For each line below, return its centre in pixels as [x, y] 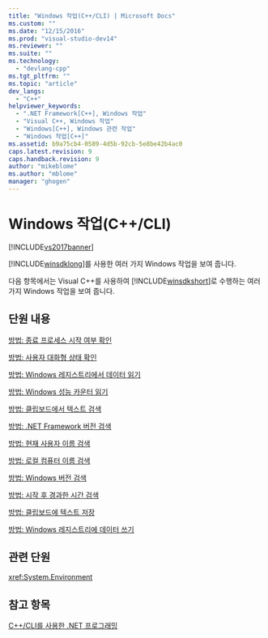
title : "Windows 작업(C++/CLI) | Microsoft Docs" [92, 16]
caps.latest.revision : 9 [50, 151]
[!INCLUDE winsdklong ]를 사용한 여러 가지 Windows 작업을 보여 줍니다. [122, 263]
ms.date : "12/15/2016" [47, 31]
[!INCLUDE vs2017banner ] [51, 247]
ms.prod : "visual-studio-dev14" [63, 38]
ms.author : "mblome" [43, 174]
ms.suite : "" [30, 53]
